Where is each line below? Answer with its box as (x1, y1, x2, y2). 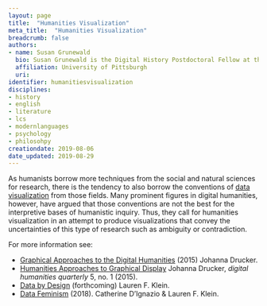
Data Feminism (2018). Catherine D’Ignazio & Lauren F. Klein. (19, 289, 219, 299)
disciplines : (8, 85, 52, 94)
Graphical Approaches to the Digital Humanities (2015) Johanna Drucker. (19, 255, 258, 265)
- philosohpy (8, 137, 52, 145)
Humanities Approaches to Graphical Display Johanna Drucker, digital (19, 264, 249, 273)
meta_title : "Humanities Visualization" (8, 26, 148, 34)
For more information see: (8, 240, 93, 250)
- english (8, 100, 41, 108)
